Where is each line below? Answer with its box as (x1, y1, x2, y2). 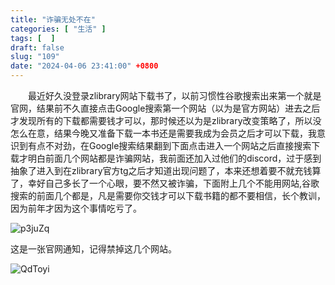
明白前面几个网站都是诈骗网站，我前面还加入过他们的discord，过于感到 (27, 152, 322, 164)
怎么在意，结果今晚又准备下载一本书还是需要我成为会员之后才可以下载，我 (10, 127, 317, 139)
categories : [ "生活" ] (10, 24, 107, 34)
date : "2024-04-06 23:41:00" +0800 (10, 61, 159, 71)
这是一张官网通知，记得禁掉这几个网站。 (10, 243, 177, 255)
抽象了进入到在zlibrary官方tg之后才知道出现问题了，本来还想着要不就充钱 (10, 165, 313, 176)
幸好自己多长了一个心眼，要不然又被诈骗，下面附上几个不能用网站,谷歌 (27, 177, 320, 189)
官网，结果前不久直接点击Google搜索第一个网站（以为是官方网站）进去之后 (10, 102, 321, 114)
